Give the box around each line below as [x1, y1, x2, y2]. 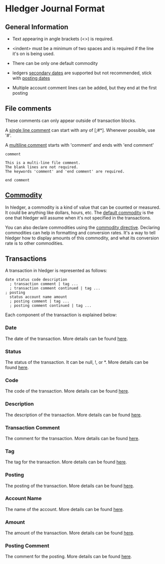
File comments [5, 105, 52, 113]
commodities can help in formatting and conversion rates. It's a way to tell [5, 229, 156, 235]
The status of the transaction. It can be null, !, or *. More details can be [5, 359, 149, 365]
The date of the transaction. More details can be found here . [5, 336, 128, 341]
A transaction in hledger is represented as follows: [5, 268, 108, 274]
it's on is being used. [12, 51, 55, 56]
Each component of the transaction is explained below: [5, 312, 117, 318]
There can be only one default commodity [12, 60, 98, 66]
